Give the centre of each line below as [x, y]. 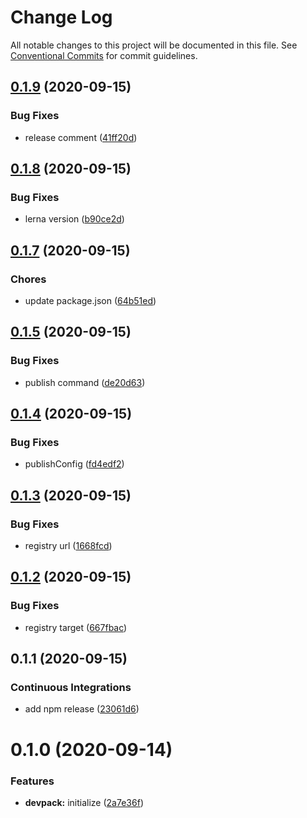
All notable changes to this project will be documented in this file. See [154, 45]
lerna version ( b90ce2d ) [74, 219]
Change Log [61, 17]
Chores [28, 279]
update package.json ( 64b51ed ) [90, 300]
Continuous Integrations [71, 688]
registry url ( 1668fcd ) [68, 546]
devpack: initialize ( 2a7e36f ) [84, 802]
